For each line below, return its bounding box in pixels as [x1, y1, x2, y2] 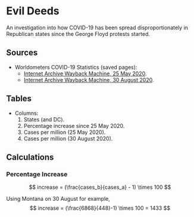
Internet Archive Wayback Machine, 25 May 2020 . [23, 70, 147, 77]
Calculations [6, 152, 54, 162]
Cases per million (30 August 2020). [23, 135, 113, 142]
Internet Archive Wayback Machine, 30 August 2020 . [23, 76, 154, 83]
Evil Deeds [6, 4, 60, 18]
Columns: [14, 109, 39, 117]
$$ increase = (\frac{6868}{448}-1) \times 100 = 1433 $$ [29, 204, 171, 212]
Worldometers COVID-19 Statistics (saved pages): [14, 63, 137, 71]
